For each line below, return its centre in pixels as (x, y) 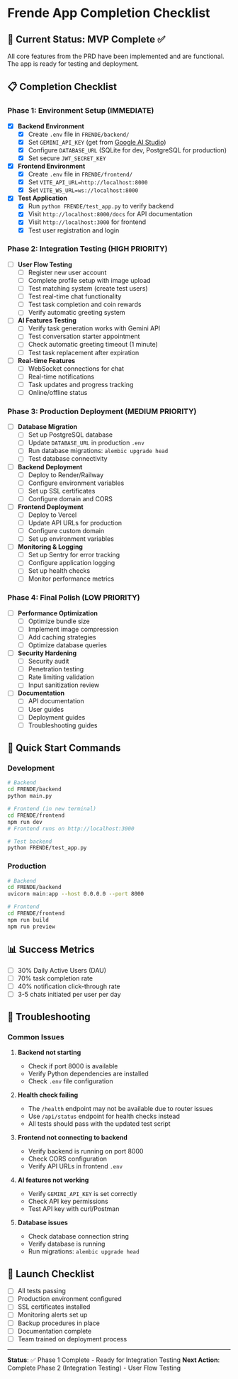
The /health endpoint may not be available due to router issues (121, 1109)
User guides (46, 709)
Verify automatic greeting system (76, 313)
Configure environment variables (76, 483)
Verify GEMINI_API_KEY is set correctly (83, 1194)
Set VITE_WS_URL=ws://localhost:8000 (83, 190)
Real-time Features (46, 360)
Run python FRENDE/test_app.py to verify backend (101, 206)
